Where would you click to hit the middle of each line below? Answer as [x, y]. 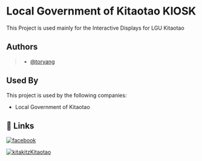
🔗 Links [20, 126]
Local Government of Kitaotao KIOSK [101, 11]
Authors [22, 47]
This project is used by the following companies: [67, 95]
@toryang [42, 61]
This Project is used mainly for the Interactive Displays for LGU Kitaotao [95, 28]
